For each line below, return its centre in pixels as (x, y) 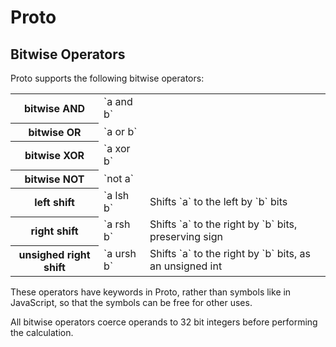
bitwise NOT (54, 179)
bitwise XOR (54, 155)
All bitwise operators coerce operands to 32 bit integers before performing (164, 322)
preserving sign (186, 236)
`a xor (117, 148)
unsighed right (54, 254)
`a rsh (117, 224)
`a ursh (120, 254)
